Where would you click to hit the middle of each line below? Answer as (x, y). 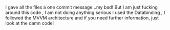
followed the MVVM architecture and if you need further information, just (82, 18)
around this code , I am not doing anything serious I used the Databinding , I (85, 12)
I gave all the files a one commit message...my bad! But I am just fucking (81, 7)
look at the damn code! (30, 23)
